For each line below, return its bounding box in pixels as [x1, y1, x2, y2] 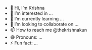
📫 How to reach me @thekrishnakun [10, 27, 87, 33]
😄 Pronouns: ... [10, 34, 43, 40]
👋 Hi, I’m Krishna [10, 5, 45, 11]
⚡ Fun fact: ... [10, 40, 38, 46]
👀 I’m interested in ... [10, 10, 53, 16]
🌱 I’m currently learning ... [10, 16, 64, 21]
